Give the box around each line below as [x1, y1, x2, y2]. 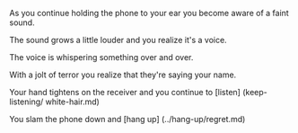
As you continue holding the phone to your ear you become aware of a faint [9, 8, 289, 18]
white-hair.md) [45, 96, 101, 107]
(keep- [241, 87, 267, 97]
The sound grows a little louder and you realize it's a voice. [9, 35, 227, 45]
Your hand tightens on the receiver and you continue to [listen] [9, 87, 241, 97]
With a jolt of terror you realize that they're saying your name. [9, 69, 237, 80]
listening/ [9, 96, 44, 107]
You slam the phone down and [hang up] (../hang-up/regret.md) [9, 114, 246, 124]
